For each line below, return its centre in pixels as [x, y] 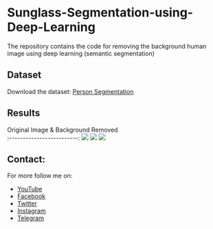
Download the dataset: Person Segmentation [70, 91]
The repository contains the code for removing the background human [107, 46]
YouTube [30, 189]
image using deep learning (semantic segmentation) [81, 53]
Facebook [31, 196]
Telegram [31, 218]
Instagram [31, 211]
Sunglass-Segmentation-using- [100, 13]
